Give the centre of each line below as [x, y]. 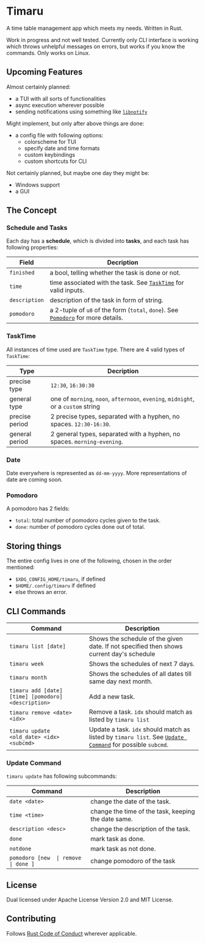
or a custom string [75, 406]
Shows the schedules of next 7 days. [142, 664]
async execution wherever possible [60, 105]
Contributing [31, 919]
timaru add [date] [36, 690]
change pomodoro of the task [133, 861]
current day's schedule [122, 654]
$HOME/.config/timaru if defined [55, 586]
